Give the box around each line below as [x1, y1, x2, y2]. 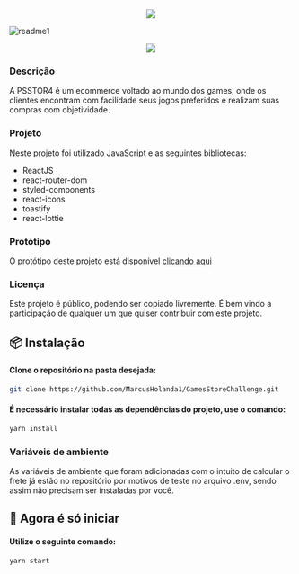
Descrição [9, 65, 56, 77]
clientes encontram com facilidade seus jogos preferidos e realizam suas [9, 94, 280, 106]
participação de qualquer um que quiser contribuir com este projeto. [9, 308, 263, 318]
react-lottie [22, 212, 65, 223]
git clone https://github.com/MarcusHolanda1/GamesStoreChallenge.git [9, 384, 279, 394]
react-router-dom [22, 175, 88, 185]
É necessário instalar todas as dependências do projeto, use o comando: [9, 404, 286, 415]
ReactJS [22, 165, 54, 175]
